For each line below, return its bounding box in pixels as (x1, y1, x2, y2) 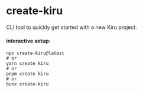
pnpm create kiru (6, 71, 49, 77)
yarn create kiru (6, 61, 49, 67)
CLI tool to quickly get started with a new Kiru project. (6, 24, 137, 31)
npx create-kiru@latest (6, 50, 65, 57)
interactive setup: (6, 37, 51, 44)
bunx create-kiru (6, 81, 49, 87)
